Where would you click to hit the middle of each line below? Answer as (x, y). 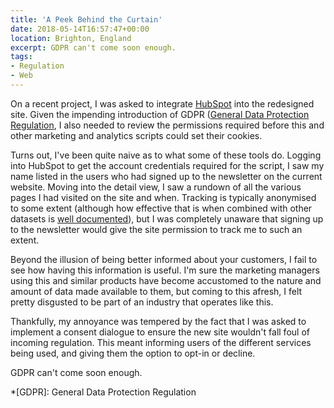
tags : (21, 57)
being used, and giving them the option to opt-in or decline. (133, 353)
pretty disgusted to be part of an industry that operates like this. (142, 302)
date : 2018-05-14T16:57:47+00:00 (80, 29)
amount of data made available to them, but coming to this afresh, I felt (156, 291)
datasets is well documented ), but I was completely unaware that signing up (167, 218)
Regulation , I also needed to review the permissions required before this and (167, 125)
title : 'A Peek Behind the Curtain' (86, 19)
